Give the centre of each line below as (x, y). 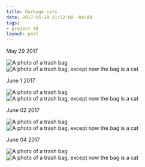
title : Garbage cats (32, 12)
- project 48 (22, 28)
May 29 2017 (22, 51)
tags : (13, 23)
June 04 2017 (23, 140)
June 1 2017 (21, 81)
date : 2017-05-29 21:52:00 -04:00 (49, 17)
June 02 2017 (23, 110)
